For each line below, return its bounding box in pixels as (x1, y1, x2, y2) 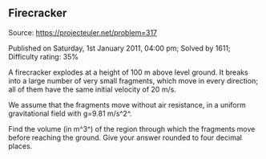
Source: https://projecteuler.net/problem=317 (8, 27, 158, 37)
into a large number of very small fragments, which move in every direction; (8, 75, 259, 85)
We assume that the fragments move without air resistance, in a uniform (8, 100, 247, 109)
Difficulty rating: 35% (8, 51, 79, 61)
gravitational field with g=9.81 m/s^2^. (8, 108, 132, 118)
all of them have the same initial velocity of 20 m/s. (8, 84, 176, 94)
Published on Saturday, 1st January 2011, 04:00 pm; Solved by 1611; (8, 43, 231, 53)
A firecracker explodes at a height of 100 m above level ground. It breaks (8, 67, 248, 77)
